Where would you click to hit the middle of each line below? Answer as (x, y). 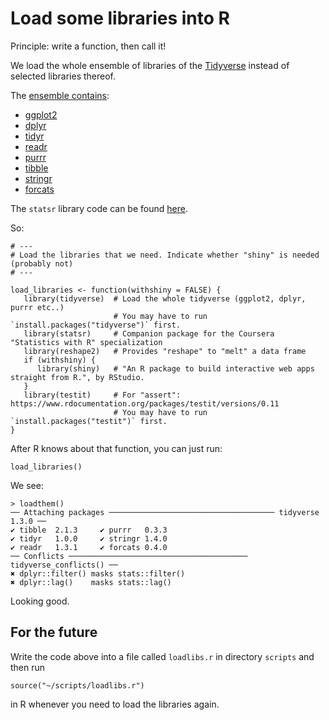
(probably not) (42, 263)
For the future (54, 632)
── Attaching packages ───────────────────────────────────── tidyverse (165, 512)
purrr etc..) (37, 307)
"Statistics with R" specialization (86, 342)
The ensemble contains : (60, 95)
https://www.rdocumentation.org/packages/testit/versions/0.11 (145, 403)
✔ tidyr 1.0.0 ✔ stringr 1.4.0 (89, 538)
